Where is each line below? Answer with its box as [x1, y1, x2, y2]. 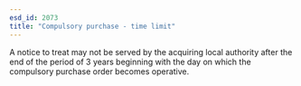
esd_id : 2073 [9, 13, 59, 23]
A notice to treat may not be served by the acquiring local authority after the [9, 46, 293, 57]
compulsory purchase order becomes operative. [9, 65, 190, 77]
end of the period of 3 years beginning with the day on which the [9, 56, 251, 67]
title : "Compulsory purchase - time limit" [9, 22, 176, 31]
